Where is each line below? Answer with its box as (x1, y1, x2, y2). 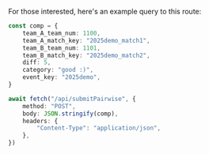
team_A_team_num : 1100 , (22, 29, 101, 37)
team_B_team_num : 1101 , (22, 43, 101, 52)
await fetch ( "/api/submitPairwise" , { (8, 95, 136, 103)
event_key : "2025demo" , (22, 73, 101, 81)
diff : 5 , (22, 58, 51, 66)
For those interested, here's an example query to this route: (8, 7, 202, 16)
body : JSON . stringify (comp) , (22, 110, 119, 118)
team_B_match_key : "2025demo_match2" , (22, 51, 150, 59)
